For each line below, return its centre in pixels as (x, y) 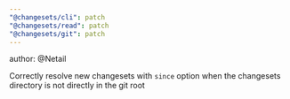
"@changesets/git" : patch (57, 34)
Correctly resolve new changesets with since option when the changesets (145, 76)
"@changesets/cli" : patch (57, 17)
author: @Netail (38, 59)
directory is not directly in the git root (77, 86)
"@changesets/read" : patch (59, 26)
